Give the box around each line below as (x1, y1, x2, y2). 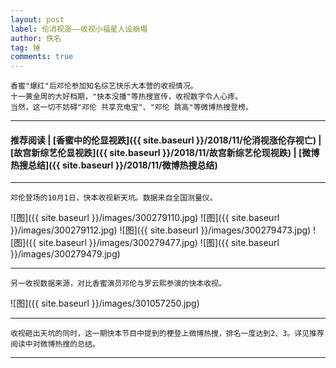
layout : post (10, 14, 65, 25)
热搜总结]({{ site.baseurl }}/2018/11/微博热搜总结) (10, 159, 218, 171)
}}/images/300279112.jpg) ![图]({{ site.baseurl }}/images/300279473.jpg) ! (10, 224, 317, 236)
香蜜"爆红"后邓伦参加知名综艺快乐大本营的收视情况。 (10, 81, 198, 91)
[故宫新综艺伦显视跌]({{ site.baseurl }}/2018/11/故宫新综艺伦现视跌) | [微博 (10, 146, 320, 158)
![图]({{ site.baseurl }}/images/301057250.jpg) (10, 297, 200, 310)
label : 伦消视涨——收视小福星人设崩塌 (10, 24, 148, 34)
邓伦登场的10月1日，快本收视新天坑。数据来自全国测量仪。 (10, 193, 218, 203)
